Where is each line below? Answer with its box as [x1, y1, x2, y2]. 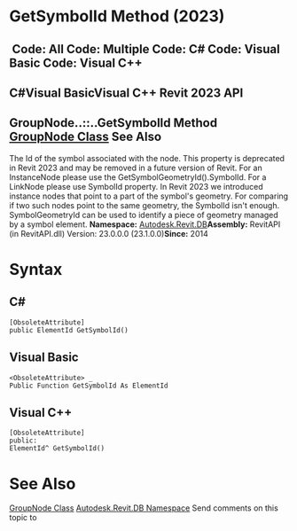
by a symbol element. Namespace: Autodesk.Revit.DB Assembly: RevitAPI [9, 219, 281, 230]
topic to [9, 512, 37, 523]
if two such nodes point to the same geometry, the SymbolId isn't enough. [9, 199, 280, 210]
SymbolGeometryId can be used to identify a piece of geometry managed [9, 209, 279, 220]
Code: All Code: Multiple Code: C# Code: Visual [12, 42, 281, 57]
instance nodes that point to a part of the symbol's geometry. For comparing [9, 191, 289, 201]
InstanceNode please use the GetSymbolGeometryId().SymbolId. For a [9, 171, 267, 183]
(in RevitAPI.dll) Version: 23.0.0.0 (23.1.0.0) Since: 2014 [9, 228, 208, 238]
